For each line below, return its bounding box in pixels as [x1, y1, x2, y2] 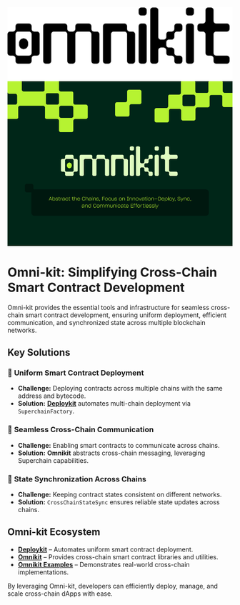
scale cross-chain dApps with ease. [7, 589, 113, 598]
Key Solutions [7, 346, 71, 359]
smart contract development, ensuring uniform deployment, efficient [24, 311, 227, 319]
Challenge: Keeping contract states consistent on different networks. [17, 490, 222, 499]
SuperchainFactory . [17, 407, 75, 416]
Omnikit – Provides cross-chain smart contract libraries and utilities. [17, 552, 219, 561]
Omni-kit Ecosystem [7, 526, 101, 539]
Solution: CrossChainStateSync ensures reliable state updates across [17, 497, 220, 506]
